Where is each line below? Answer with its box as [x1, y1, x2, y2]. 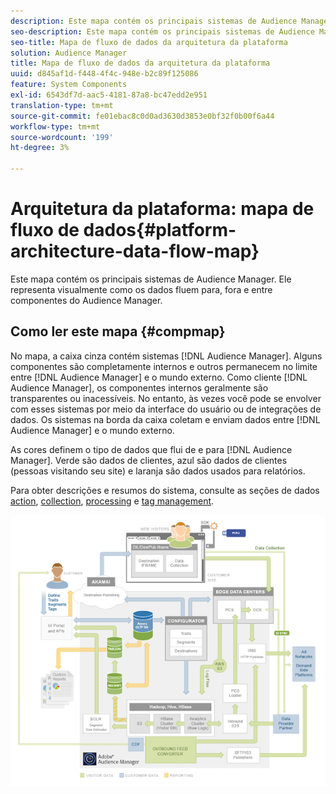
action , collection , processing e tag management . [10, 495, 215, 507]
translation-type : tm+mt [10, 100, 114, 110]
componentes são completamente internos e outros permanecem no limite [10, 360, 318, 372]
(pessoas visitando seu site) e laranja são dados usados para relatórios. [10, 465, 306, 477]
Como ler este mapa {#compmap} [10, 323, 226, 340]
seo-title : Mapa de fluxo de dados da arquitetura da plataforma [10, 37, 288, 47]
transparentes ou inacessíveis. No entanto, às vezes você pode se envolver [10, 392, 322, 404]
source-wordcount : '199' [10, 132, 114, 142]
